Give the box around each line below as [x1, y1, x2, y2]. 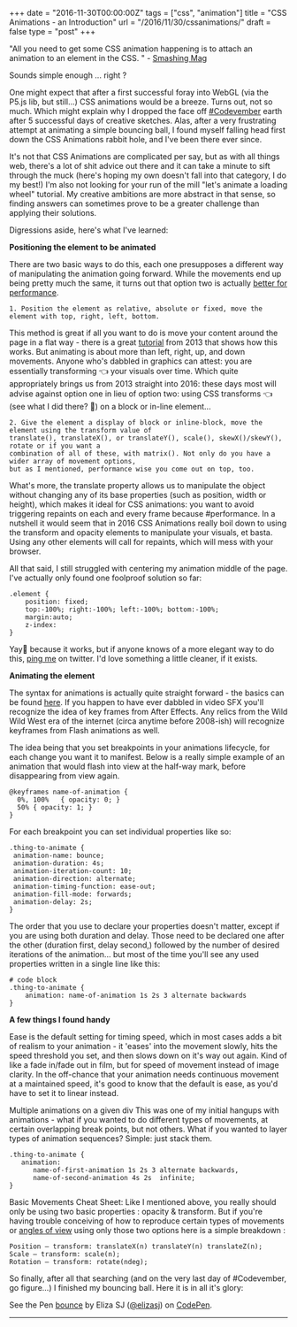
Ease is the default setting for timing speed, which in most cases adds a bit [9, 1032, 282, 1042]
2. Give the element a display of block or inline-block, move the [9, 418, 263, 427]
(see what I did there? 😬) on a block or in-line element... [9, 402, 211, 411]
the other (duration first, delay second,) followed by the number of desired [9, 940, 280, 950]
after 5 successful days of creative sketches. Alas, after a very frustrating [9, 115, 277, 126]
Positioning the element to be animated [9, 242, 156, 252]
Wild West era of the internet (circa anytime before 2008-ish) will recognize [9, 716, 285, 726]
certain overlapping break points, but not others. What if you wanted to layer [9, 1124, 287, 1134]
